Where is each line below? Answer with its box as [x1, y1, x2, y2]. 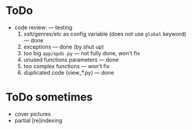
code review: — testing [14, 24, 73, 31]
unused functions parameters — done [23, 56, 119, 63]
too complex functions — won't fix [23, 62, 110, 70]
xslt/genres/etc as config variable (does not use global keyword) [23, 30, 187, 37]
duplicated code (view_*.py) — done [23, 69, 114, 76]
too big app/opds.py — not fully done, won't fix [23, 49, 140, 56]
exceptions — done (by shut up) [23, 43, 105, 50]
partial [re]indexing [14, 117, 63, 124]
